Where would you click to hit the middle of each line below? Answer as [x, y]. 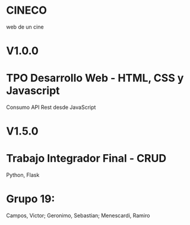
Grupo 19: [31, 199]
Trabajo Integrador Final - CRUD [86, 159]
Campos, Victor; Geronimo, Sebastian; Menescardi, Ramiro [78, 215]
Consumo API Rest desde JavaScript [51, 107]
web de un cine [25, 27]
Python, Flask [23, 175]
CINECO [27, 10]
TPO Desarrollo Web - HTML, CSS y [95, 78]
